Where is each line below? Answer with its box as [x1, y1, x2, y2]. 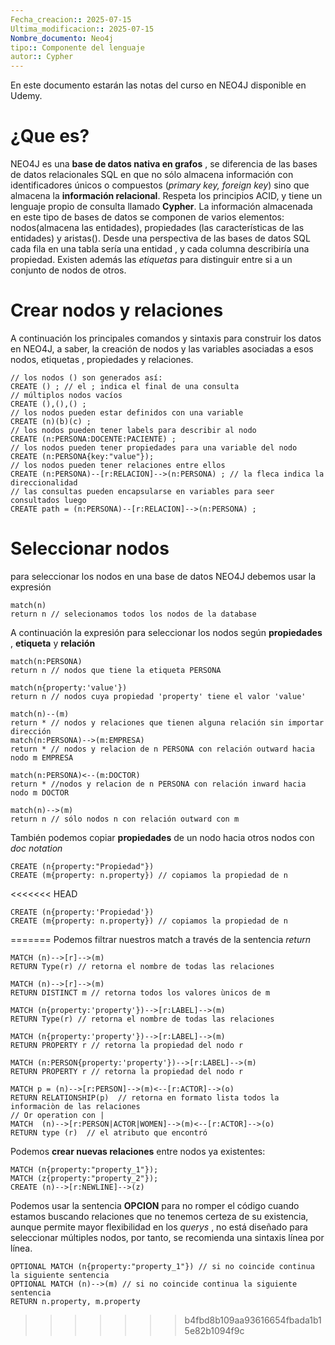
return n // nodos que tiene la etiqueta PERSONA [10, 665, 222, 675]
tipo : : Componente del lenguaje [10, 42, 145, 53]
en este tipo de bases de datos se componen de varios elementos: [10, 211, 285, 223]
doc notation [10, 842, 63, 854]
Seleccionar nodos [10, 537, 170, 560]
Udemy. [10, 90, 43, 102]
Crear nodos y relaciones [10, 299, 224, 322]
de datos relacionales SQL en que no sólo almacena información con [10, 169, 294, 181]
